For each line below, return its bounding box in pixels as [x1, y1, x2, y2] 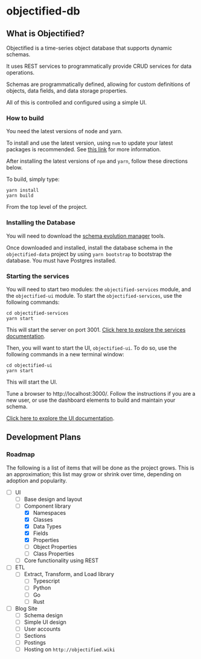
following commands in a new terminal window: [6, 350, 125, 358]
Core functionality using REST [24, 557, 99, 564]
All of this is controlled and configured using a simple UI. [6, 99, 147, 106]
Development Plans [6, 432, 81, 442]
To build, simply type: [6, 175, 60, 183]
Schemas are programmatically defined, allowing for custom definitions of [6, 80, 190, 88]
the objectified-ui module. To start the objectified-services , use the [6, 292, 182, 299]
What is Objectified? [6, 28, 85, 39]
